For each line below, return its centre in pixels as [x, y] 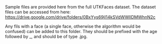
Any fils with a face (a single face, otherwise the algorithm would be [73, 26]
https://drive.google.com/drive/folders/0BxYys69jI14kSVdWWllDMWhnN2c [80, 17]
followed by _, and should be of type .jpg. [46, 36]
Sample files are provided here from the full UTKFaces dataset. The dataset [81, 7]
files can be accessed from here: [38, 12]
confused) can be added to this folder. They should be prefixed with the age [81, 31]
